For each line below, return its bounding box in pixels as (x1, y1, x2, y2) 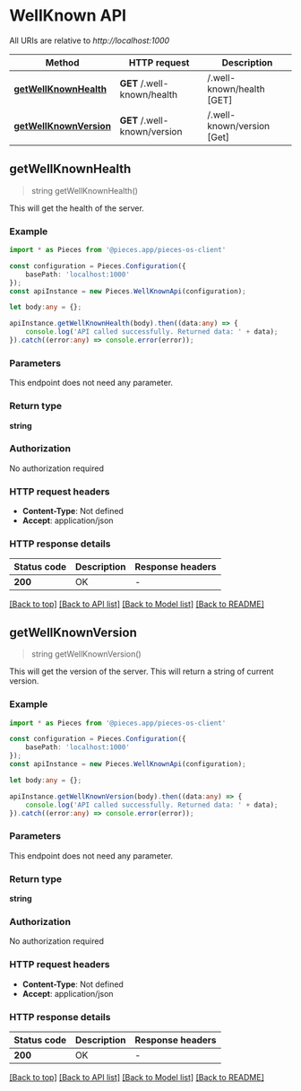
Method (45, 56, 80, 68)
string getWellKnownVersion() (30, 649, 142, 659)
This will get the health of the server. (9, 203, 145, 214)
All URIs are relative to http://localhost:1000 (9, 35, 170, 46)
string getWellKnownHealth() (30, 185, 139, 196)
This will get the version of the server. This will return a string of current (9, 666, 274, 677)
